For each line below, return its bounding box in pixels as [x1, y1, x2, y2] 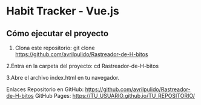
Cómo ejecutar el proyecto [6, 28, 109, 39]
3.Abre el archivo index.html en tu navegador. [6, 74, 120, 81]
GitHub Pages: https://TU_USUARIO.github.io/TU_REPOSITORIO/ [35, 92, 196, 99]
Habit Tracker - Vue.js [6, 4, 119, 18]
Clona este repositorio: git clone [15, 44, 95, 51]
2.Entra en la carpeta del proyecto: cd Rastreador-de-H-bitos [6, 62, 159, 69]
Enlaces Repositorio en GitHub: [6, 86, 84, 93]
